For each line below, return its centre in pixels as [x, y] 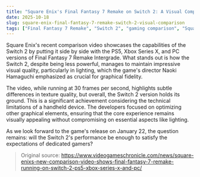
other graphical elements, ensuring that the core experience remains [90, 113]
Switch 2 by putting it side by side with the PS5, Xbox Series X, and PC [93, 52]
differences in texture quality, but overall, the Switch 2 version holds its [93, 94]
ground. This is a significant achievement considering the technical [88, 101]
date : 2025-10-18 [28, 17]
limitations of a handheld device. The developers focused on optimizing [94, 107]
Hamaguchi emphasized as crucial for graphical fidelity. [74, 77]
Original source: [40, 156]
